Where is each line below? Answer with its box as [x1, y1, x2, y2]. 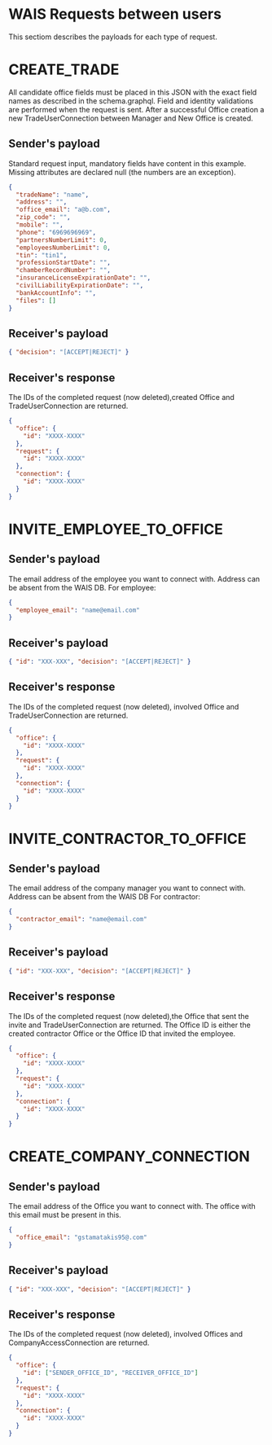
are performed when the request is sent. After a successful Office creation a [8, 104, 265, 114]
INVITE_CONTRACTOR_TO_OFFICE [8, 829, 247, 848]
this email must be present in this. [8, 1210, 122, 1220]
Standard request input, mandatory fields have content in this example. [8, 158, 247, 168]
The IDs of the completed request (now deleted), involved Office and [8, 701, 239, 711]
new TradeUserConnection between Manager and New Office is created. [8, 113, 254, 123]
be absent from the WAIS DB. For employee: [8, 582, 156, 592]
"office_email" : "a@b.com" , [15, 205, 112, 214]
